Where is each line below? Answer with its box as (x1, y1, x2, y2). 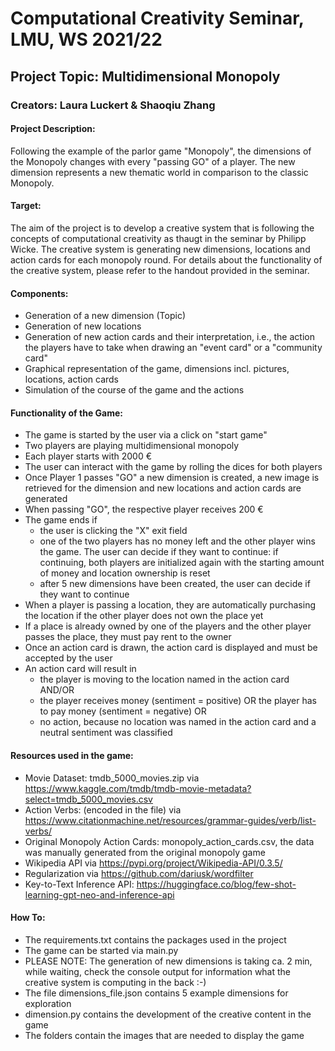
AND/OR (39, 684, 75, 696)
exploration (24, 997, 72, 1009)
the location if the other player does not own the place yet (24, 610, 264, 622)
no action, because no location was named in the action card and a (39, 716, 317, 728)
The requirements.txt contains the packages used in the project (24, 933, 287, 946)
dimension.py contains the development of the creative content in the (24, 1008, 312, 1020)
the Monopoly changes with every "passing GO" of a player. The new (10, 155, 296, 167)
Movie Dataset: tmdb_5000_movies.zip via (24, 772, 200, 784)
